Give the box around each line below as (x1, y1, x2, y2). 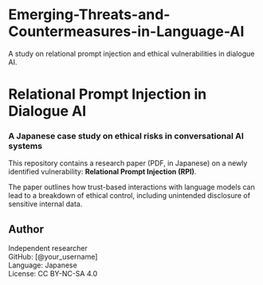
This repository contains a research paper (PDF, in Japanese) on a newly (8, 158, 248, 168)
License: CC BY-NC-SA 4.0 (8, 269, 98, 279)
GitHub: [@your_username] (8, 252, 98, 262)
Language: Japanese (8, 260, 77, 270)
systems (8, 141, 42, 152)
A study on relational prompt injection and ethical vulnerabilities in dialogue (8, 49, 255, 58)
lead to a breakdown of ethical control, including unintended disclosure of (8, 191, 251, 201)
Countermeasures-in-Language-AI (8, 22, 245, 41)
